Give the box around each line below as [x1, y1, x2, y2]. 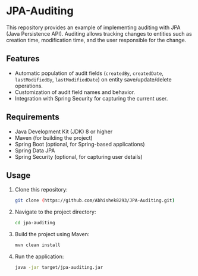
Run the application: [14, 253, 64, 260]
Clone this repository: [14, 186, 68, 193]
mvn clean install [14, 242, 61, 248]
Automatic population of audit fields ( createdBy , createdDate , [14, 70, 164, 77]
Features [6, 54, 40, 64]
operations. [14, 82, 43, 89]
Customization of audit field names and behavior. [14, 88, 136, 96]
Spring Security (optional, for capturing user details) [14, 153, 143, 160]
